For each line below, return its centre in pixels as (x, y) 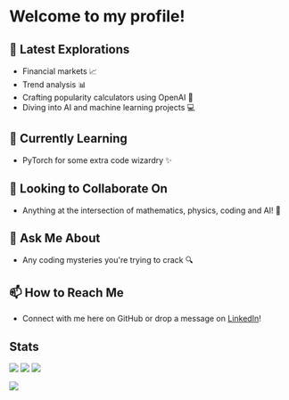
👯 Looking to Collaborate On (88, 189)
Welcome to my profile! (97, 16)
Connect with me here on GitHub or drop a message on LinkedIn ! (141, 319)
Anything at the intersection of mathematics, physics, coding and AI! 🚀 (151, 210)
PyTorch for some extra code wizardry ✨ (97, 160)
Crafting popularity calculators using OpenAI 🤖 (107, 97)
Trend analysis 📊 (54, 85)
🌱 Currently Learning (68, 139)
